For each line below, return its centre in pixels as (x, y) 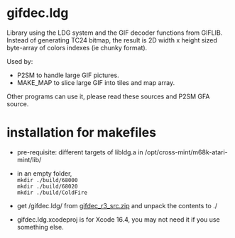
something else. (40, 227)
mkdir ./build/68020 (47, 186)
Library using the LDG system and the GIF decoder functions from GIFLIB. (115, 33)
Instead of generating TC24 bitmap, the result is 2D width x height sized (112, 40)
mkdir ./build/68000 (47, 180)
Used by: (20, 61)
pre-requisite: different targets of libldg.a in (80, 152)
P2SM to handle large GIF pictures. (68, 75)
